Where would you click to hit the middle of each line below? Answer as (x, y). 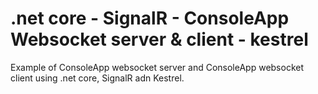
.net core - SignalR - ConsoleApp (150, 18)
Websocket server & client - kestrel (159, 39)
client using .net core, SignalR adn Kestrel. (97, 78)
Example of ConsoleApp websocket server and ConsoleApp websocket (157, 67)
